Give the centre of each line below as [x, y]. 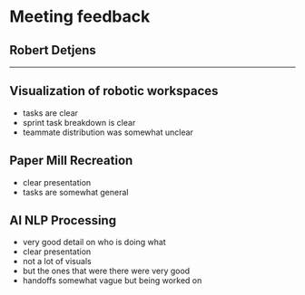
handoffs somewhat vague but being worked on [112, 281]
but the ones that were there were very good [106, 271]
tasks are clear [50, 113]
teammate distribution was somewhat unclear [108, 132]
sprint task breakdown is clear [79, 122]
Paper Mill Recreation [71, 161]
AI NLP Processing [63, 220]
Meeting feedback [80, 17]
